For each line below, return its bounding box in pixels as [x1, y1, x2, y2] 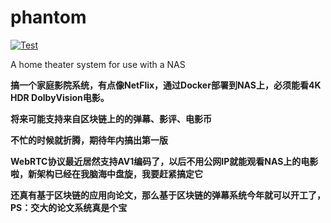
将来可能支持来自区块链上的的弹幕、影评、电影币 [10, 112, 212, 125]
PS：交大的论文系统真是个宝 [10, 201, 128, 213]
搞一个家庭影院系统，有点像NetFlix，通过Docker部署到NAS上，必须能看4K [10, 79, 322, 91]
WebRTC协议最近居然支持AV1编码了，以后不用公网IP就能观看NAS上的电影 [10, 155, 319, 167]
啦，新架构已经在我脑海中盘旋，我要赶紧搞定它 [10, 167, 203, 180]
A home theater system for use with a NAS [10, 58, 186, 70]
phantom [10, 6, 87, 29]
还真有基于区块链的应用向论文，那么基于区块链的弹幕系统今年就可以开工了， [10, 189, 326, 201]
